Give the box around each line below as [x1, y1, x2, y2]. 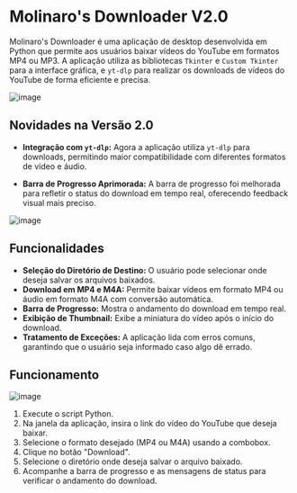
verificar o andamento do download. [22, 475, 157, 487]
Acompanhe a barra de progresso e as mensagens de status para [22, 466, 266, 477]
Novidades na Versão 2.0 [9, 118, 154, 133]
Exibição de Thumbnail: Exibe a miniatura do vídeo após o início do [22, 312, 274, 323]
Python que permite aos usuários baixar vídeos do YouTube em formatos [9, 45, 280, 56]
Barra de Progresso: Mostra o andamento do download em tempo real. [22, 303, 286, 314]
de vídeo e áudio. [22, 160, 87, 172]
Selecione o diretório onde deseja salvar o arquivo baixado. [22, 456, 243, 467]
